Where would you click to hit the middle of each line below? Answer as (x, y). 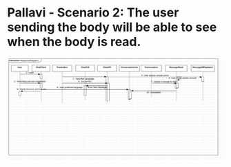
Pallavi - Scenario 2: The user (93, 13)
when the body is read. (74, 42)
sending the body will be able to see (112, 27)
